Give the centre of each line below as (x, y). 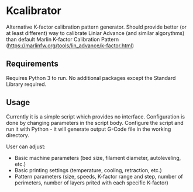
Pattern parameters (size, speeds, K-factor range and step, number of (99, 176)
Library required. (26, 84)
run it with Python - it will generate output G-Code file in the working (89, 129)
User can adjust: (26, 146)
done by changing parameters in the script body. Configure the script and (95, 123)
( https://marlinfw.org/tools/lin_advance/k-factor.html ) (70, 46)
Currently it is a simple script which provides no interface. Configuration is (96, 116)
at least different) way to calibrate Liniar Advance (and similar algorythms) (95, 33)
